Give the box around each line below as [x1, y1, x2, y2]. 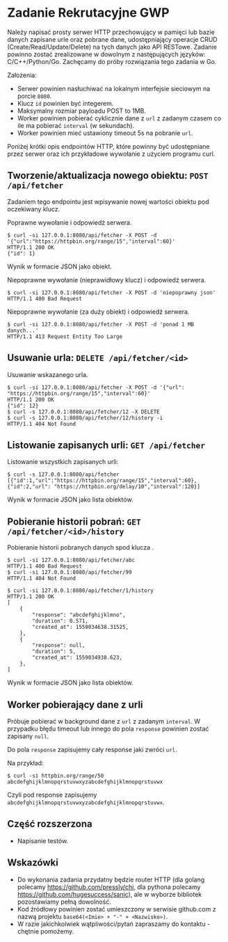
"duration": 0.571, [32, 618, 89, 625]
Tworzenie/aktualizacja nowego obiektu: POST [7, 170, 209, 182]
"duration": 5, [32, 648, 76, 655]
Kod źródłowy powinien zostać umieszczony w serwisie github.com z [17, 904, 217, 913]
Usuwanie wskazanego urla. [7, 370, 88, 378]
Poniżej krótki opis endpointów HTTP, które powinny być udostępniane [7, 142, 210, 150]
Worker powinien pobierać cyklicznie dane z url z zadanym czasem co [17, 113, 221, 122]
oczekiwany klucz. [7, 205, 60, 213]
